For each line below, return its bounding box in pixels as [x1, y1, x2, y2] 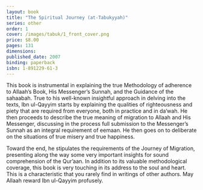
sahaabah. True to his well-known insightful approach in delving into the [6, 94, 186, 102]
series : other [6, 20, 42, 26]
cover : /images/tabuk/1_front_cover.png [6, 31, 110, 38]
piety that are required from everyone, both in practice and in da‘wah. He [6, 107, 188, 115]
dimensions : [6, 48, 36, 54]
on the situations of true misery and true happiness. [6, 133, 135, 140]
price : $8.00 [6, 37, 39, 43]
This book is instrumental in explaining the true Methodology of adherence [6, 82, 192, 89]
